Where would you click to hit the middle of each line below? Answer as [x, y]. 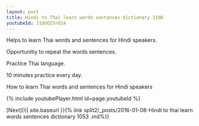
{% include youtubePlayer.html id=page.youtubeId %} [73, 99]
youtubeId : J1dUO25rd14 [36, 23]
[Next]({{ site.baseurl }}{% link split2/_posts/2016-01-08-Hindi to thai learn [100, 110]
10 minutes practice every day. [44, 75]
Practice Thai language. [36, 63]
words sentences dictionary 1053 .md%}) [58, 117]
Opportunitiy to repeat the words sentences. [61, 52]
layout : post [23, 12]
